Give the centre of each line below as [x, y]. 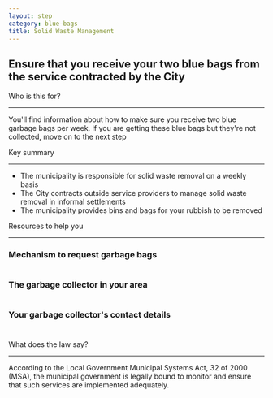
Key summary [31, 153]
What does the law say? [48, 344]
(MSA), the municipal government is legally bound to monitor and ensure [130, 376]
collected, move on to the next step [68, 137]
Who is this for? [35, 96]
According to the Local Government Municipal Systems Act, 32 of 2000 [128, 367]
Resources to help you [46, 226]
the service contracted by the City [97, 77]
